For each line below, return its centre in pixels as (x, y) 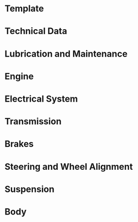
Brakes (19, 144)
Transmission (33, 122)
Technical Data (36, 31)
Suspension (30, 189)
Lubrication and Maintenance (66, 54)
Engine (19, 76)
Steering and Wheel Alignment (69, 166)
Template (24, 9)
